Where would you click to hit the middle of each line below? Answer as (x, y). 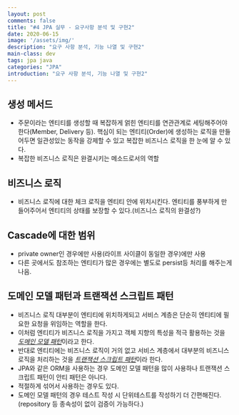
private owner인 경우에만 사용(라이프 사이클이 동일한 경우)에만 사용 (112, 253)
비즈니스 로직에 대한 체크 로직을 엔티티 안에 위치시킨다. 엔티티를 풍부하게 (118, 202)
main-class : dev (31, 54)
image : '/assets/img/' (41, 41)
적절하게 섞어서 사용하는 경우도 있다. (68, 386)
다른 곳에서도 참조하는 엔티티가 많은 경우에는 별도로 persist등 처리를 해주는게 (125, 262)
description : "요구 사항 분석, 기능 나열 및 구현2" (76, 47)
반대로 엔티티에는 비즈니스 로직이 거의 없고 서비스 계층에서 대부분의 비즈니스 (123, 350)
